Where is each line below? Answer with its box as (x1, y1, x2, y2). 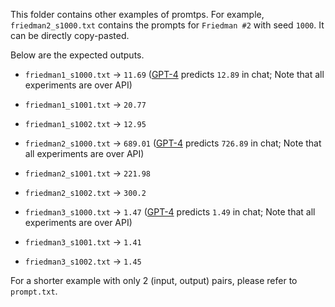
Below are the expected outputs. (10, 49, 145, 61)
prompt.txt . (10, 285, 58, 297)
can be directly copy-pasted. (10, 30, 130, 41)
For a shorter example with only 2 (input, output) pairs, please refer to (10, 275, 298, 286)
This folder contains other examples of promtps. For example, (10, 9, 265, 20)
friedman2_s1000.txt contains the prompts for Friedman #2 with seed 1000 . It (10, 19, 325, 31)
